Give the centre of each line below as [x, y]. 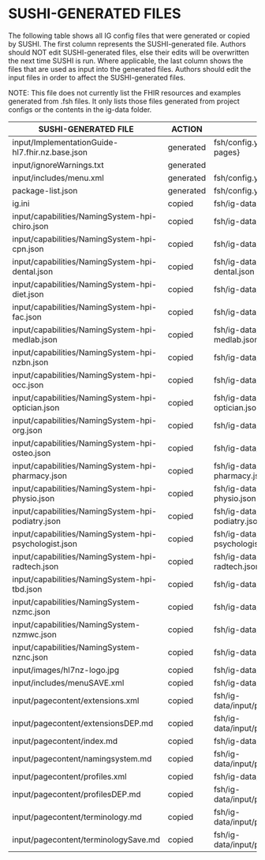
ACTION [187, 129]
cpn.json [28, 249]
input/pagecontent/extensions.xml [76, 701]
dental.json [33, 271]
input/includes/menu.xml [58, 178]
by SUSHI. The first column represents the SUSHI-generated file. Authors [127, 43]
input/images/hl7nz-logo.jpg [66, 670]
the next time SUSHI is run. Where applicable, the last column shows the [126, 61]
